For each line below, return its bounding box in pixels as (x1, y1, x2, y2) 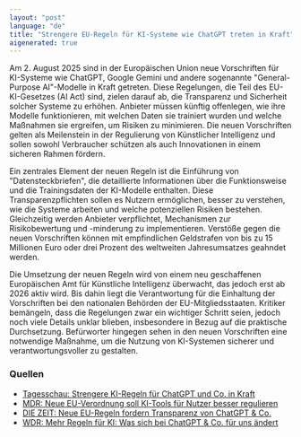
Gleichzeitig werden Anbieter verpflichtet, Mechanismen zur (9, 214, 231, 224)
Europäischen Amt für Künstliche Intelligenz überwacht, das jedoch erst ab (9, 279, 286, 290)
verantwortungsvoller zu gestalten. (9, 345, 139, 356)
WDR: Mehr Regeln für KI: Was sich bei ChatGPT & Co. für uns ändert (21, 416, 279, 427)
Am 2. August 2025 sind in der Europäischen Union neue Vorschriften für (9, 63, 279, 74)
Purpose (9, 82, 41, 92)
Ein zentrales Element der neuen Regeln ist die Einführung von (9, 166, 239, 177)
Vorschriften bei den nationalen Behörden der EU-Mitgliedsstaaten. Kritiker (9, 298, 286, 309)
